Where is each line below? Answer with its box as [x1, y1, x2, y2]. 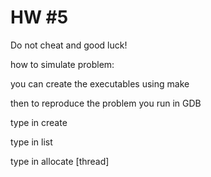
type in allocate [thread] [10, 155, 110, 167]
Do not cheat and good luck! [10, 39, 128, 51]
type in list [10, 136, 53, 148]
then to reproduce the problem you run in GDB [10, 97, 202, 109]
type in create [10, 116, 68, 128]
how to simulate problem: [10, 58, 115, 70]
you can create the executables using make [10, 77, 190, 90]
